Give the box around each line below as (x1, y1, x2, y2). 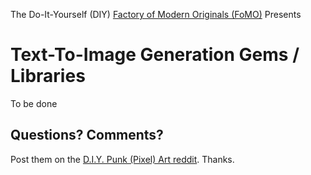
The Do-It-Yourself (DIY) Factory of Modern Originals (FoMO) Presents (10, 9, 302, 20)
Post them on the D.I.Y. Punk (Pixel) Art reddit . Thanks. (10, 153, 235, 165)
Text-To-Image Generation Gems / (10, 44, 300, 66)
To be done (10, 97, 58, 109)
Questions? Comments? (10, 127, 164, 144)
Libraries (10, 65, 86, 88)
